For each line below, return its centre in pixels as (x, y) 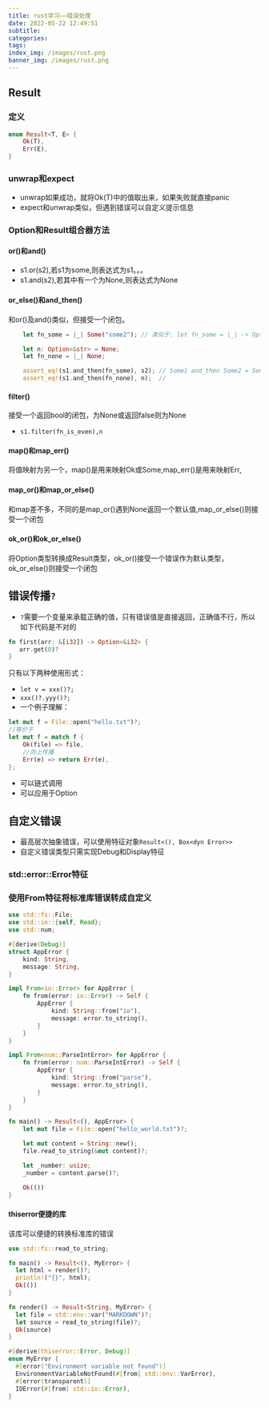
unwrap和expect (41, 179)
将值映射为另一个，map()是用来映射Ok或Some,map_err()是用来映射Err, (125, 470)
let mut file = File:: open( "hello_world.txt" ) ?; (105, 1129)
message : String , (52, 967)
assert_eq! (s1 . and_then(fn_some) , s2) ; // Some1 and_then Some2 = (136, 371)
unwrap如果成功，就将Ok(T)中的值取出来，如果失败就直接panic (124, 198)
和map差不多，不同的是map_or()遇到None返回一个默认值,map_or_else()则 (130, 509)
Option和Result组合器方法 (59, 231)
